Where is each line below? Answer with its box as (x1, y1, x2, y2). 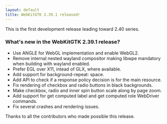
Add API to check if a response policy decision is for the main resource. (12, 77, 162, 83)
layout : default (5, 7, 39, 13)
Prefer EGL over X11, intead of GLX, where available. (12, 66, 121, 72)
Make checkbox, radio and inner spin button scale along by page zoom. (12, 87, 162, 93)
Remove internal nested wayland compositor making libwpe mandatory (12, 55, 161, 61)
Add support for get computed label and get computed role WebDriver (12, 93, 159, 99)
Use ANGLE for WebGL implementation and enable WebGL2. (12, 50, 139, 56)
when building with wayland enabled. (12, 60, 91, 67)
